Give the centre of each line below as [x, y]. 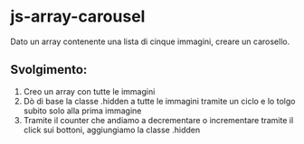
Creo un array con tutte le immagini [89, 91]
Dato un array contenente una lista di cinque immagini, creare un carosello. [150, 41]
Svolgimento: [49, 70]
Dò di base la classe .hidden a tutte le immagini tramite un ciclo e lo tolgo [159, 101]
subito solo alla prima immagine [82, 111]
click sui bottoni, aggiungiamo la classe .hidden [112, 130]
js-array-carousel [78, 17]
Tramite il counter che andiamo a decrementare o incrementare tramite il [158, 120]
